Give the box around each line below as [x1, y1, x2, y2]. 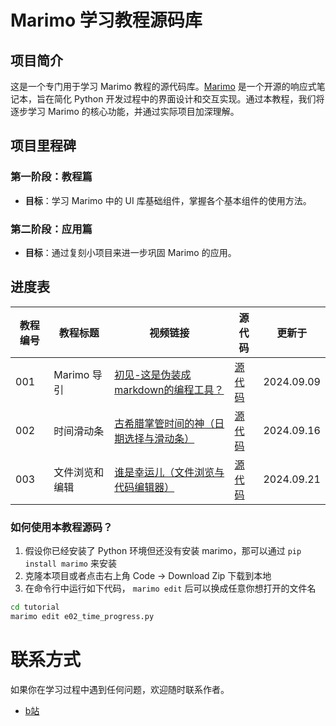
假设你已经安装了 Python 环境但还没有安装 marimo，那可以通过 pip [24, 545, 302, 557]
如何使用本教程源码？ [10, 520, 113, 534]
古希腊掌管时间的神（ [114, 416, 215, 430]
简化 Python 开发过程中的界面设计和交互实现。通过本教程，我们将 [53, 93, 325, 105]
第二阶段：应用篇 [10, 222, 93, 236]
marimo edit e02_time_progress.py [10, 611, 155, 621]
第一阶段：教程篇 [10, 170, 93, 184]
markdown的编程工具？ [114, 382, 225, 396]
